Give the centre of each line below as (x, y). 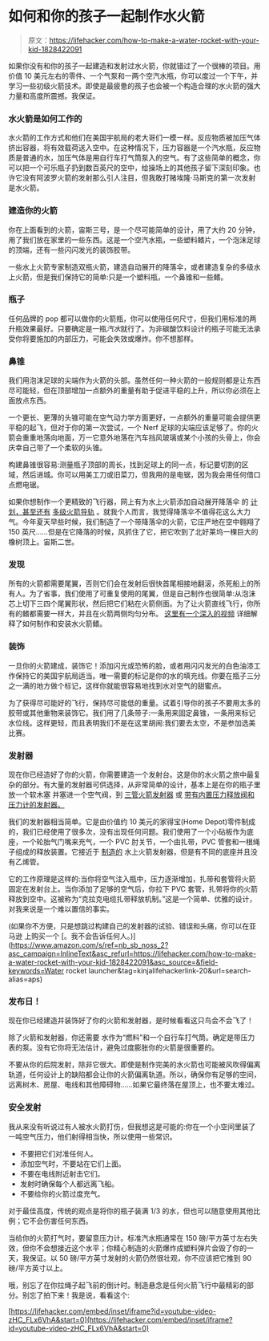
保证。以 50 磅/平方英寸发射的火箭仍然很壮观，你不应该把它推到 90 (141, 1258)
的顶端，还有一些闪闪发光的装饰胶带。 (71, 250)
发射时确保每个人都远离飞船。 (69, 1184)
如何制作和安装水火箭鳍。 (64, 624)
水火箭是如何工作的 (45, 119)
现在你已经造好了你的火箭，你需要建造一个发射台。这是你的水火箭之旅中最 (131, 774)
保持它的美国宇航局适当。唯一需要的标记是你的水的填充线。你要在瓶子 (130, 676)
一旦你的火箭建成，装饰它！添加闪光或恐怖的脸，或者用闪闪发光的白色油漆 (131, 665)
